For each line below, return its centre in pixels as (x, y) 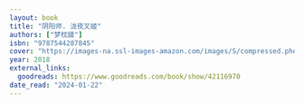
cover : (22, 52)
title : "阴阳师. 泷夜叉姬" (56, 26)
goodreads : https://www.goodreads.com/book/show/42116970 (129, 77)
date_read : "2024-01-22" (56, 85)
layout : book (34, 18)
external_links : (40, 69)
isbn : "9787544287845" (52, 43)
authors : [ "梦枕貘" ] (46, 34)
